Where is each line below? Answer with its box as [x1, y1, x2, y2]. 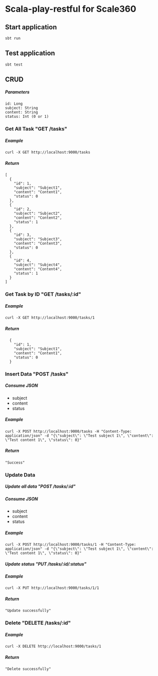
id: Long [5, 101, 23, 106]
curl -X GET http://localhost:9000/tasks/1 [5, 315, 95, 320]
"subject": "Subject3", [14, 237, 62, 242]
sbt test [5, 62, 23, 67]
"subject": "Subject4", [14, 263, 62, 268]
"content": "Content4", [14, 267, 62, 272]
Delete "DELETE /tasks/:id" [5, 620, 71, 627]
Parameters [5, 89, 30, 95]
